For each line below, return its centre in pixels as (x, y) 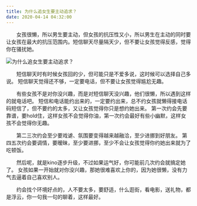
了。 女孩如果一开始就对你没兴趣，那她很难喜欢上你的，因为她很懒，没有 (94, 170)
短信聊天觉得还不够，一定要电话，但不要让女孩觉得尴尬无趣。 (92, 81)
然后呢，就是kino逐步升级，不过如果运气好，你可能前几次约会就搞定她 (101, 162)
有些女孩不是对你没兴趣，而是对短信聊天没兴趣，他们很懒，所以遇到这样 (103, 94)
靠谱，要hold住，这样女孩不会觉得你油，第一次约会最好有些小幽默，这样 (94, 115)
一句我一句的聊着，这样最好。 (67, 197)
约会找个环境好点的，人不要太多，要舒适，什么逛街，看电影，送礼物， (101, 189)
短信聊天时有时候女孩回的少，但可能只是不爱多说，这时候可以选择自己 (101, 74)
